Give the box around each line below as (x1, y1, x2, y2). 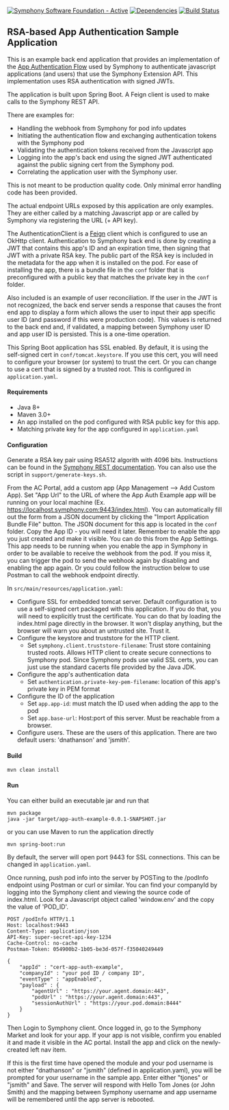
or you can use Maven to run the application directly (7, 827, 154, 835)
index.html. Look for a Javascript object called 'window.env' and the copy (7, 895, 215, 903)
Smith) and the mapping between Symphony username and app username (7, 1087, 217, 1096)
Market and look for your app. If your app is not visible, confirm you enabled (7, 1031, 221, 1039)
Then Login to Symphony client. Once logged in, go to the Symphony (7, 1024, 202, 1032)
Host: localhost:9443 (7, 922, 69, 929)
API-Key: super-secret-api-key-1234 (7, 933, 111, 941)
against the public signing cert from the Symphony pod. (16, 160, 174, 168)
